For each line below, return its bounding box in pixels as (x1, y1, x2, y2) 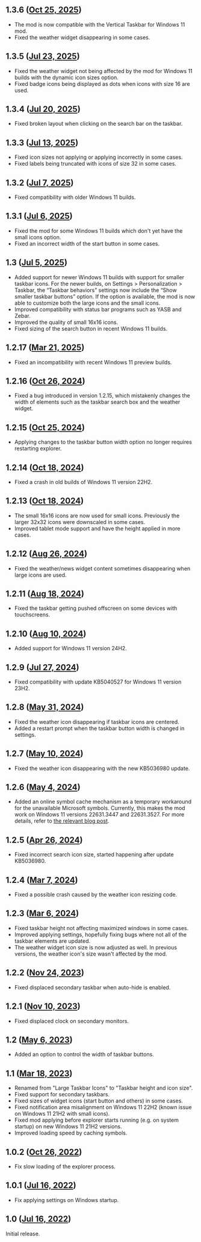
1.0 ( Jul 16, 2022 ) (5, 1214, 72, 1224)
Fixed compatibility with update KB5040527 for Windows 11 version (14, 678, 182, 685)
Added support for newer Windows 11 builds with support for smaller (14, 273, 185, 280)
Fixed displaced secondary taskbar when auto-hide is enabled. (14, 983, 171, 991)
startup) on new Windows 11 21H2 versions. (14, 1123, 122, 1130)
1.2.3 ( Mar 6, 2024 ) (5, 908, 79, 919)
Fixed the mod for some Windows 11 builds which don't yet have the (14, 227, 183, 234)
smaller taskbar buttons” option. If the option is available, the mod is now (14, 293, 196, 300)
